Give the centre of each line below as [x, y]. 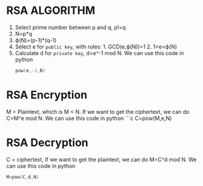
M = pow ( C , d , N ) [23, 177]
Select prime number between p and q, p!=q [70, 27]
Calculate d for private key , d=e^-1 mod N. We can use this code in [99, 53]
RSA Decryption [48, 142]
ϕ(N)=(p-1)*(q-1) [36, 40]
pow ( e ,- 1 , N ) [30, 70]
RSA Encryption [47, 95]
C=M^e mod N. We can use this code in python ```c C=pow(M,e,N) [89, 118]
